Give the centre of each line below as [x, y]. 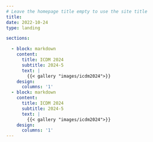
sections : [18, 39]
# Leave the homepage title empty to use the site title [77, 11]
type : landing [23, 28]
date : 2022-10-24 [27, 22]
